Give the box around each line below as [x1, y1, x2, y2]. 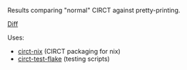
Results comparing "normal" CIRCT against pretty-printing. [7, 6, 181, 14]
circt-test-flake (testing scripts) [17, 54, 111, 63]
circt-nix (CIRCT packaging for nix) [17, 47, 121, 55]
